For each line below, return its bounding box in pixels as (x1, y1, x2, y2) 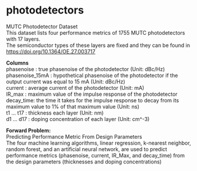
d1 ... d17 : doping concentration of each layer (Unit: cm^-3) (6, 115, 150, 122)
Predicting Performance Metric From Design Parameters (6, 133, 142, 140)
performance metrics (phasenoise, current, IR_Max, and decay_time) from (6, 152, 185, 159)
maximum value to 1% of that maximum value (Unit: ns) (6, 103, 140, 110)
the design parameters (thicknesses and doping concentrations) (6, 158, 162, 165)
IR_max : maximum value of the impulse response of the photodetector (6, 90, 178, 98)
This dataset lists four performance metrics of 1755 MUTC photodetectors (6, 29, 185, 36)
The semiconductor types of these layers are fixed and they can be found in (6, 42, 190, 49)
